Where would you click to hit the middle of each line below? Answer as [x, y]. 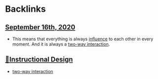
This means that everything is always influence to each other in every [83, 39]
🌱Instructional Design [39, 60]
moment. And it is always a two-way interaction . [61, 44]
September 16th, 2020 [40, 27]
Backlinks [26, 9]
